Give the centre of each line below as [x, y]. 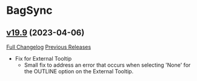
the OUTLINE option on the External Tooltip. [79, 71]
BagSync [29, 10]
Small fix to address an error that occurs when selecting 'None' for [107, 65]
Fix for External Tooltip [43, 58]
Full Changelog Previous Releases [49, 47]
